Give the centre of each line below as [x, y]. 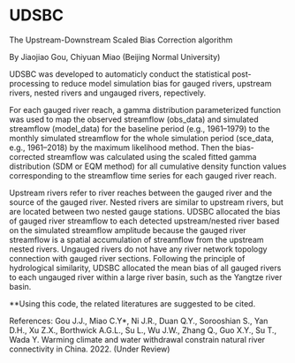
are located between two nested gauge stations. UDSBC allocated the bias [145, 211]
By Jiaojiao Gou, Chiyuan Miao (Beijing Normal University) [115, 57]
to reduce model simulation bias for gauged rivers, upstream [162, 83]
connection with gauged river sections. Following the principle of [127, 258]
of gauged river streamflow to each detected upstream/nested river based [144, 221]
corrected [27, 156]
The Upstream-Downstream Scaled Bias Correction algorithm [121, 40]
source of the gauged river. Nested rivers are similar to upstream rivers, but [147, 202]
